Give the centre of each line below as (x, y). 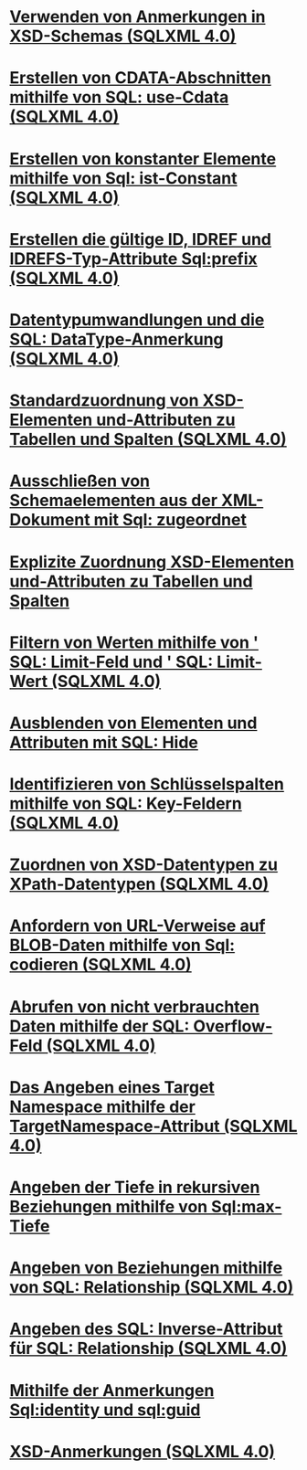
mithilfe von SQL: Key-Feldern (126, 804)
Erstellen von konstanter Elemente (143, 159)
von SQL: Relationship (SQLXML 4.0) (152, 1288)
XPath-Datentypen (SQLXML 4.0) (139, 884)
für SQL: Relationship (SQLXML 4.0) (148, 1348)
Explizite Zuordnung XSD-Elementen (152, 561)
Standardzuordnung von (104, 401)
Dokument (50, 520)
